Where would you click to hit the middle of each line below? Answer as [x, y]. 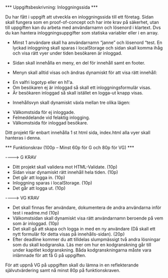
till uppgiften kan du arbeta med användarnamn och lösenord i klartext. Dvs [83, 27]
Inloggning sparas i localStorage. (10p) [52, 183]
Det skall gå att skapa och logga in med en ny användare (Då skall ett [84, 229]
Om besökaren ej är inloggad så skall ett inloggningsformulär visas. [82, 87]
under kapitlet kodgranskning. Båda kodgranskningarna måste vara [82, 250]
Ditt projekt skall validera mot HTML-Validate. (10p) [65, 167]
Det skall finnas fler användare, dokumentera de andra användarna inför [87, 207]
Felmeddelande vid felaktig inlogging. [51, 117]
